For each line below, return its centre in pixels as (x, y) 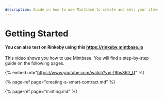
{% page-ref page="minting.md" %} (41, 91)
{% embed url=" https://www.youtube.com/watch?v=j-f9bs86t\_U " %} (75, 73)
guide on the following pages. (35, 63)
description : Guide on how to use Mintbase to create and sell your (76, 9)
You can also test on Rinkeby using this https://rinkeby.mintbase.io (74, 47)
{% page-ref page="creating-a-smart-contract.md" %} (60, 82)
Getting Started (37, 33)
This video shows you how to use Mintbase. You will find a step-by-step (77, 58)
